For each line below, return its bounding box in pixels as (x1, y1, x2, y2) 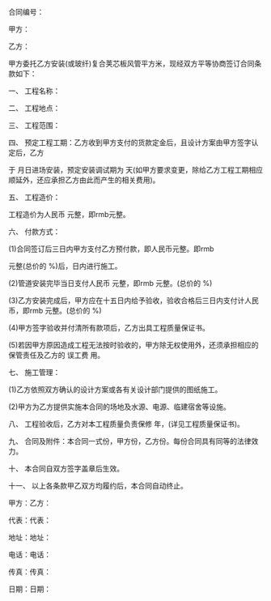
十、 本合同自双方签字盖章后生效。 (8, 464, 124, 473)
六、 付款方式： (8, 227, 61, 237)
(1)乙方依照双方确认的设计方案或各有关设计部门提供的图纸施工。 (8, 385, 222, 394)
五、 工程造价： (8, 193, 61, 202)
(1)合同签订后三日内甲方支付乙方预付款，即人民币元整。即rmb (8, 244, 214, 254)
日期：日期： (8, 584, 51, 594)
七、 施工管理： (8, 368, 61, 377)
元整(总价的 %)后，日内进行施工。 (8, 262, 122, 271)
